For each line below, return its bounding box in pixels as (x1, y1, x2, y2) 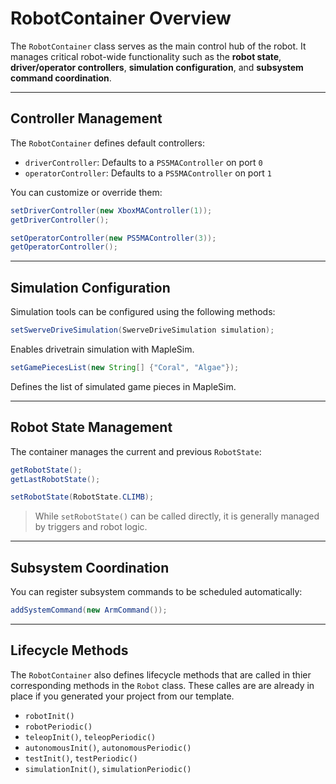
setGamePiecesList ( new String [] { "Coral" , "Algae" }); (10, 362, 240, 372)
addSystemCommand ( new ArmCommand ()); (10, 605, 168, 616)
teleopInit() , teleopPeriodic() (24, 730, 157, 742)
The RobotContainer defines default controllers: (10, 137, 205, 149)
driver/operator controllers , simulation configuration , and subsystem (10, 61, 304, 73)
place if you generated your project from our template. (10, 690, 235, 702)
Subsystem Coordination (10, 559, 170, 576)
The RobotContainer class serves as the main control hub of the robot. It (10, 40, 307, 52)
